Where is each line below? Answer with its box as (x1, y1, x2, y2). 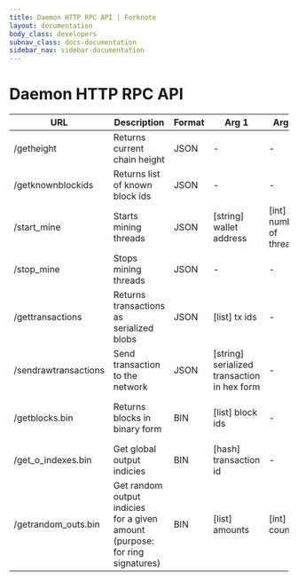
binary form (113, 423, 162, 436)
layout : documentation (9, 21, 93, 30)
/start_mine (13, 221, 61, 233)
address (212, 232, 247, 245)
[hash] (212, 443, 241, 455)
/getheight (13, 143, 58, 155)
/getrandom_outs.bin (13, 518, 100, 530)
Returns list (113, 168, 161, 180)
